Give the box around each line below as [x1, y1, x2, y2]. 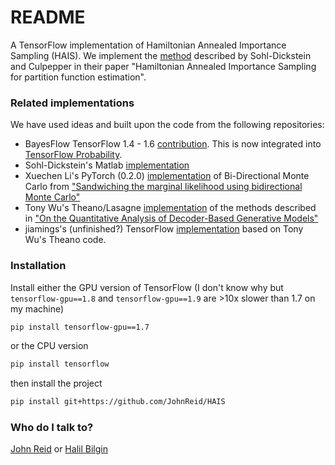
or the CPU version [10, 340, 89, 352]
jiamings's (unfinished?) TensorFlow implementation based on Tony [24, 223, 304, 235]
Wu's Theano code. [24, 234, 107, 246]
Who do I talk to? [10, 421, 94, 435]
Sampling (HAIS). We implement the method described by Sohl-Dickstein [10, 49, 312, 61]
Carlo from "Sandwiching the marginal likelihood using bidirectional [24, 181, 303, 193]
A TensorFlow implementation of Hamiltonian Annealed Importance [10, 39, 287, 51]
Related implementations [10, 96, 135, 110]
